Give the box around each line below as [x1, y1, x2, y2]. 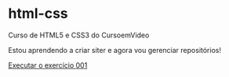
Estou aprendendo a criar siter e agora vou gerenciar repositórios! [8, 45, 222, 54]
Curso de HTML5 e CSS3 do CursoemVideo [8, 30, 150, 40]
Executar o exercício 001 [8, 60, 88, 70]
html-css [8, 5, 68, 23]
